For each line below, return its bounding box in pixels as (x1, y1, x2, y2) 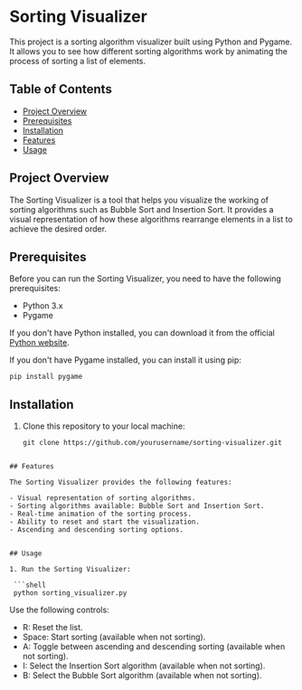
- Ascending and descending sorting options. (9, 525, 184, 534)
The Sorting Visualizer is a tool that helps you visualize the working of (9, 194, 269, 205)
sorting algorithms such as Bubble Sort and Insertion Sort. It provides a (9, 203, 274, 214)
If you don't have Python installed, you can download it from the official (9, 327, 276, 338)
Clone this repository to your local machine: (22, 421, 185, 431)
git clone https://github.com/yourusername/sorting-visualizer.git (22, 439, 282, 448)
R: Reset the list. (22, 622, 83, 633)
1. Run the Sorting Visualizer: (9, 565, 131, 574)
